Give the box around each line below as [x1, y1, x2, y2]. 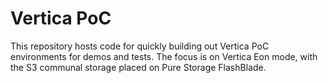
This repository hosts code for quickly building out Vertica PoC [10, 40, 270, 52]
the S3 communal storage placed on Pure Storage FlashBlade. [10, 61, 267, 73]
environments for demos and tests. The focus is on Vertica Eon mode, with [10, 50, 318, 62]
